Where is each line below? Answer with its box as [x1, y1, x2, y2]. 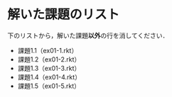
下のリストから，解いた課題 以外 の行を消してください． [7, 31, 169, 40]
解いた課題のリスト [7, 6, 120, 23]
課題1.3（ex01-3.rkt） [17, 64, 81, 72]
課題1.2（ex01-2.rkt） [17, 55, 81, 64]
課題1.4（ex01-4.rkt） [17, 72, 82, 81]
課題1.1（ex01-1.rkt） [17, 46, 78, 55]
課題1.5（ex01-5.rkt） [17, 81, 80, 90]
